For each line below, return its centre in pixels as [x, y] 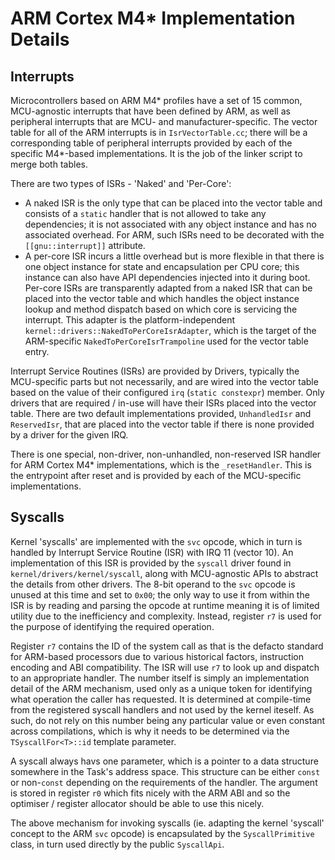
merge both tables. [49, 164]
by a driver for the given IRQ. [69, 435]
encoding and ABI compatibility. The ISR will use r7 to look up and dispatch [165, 667]
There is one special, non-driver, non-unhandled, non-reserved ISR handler [166, 454]
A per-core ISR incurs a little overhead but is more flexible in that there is [174, 256]
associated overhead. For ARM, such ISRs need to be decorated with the [174, 235]
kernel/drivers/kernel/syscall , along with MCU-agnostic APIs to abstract [164, 573]
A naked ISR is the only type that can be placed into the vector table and [173, 203]
